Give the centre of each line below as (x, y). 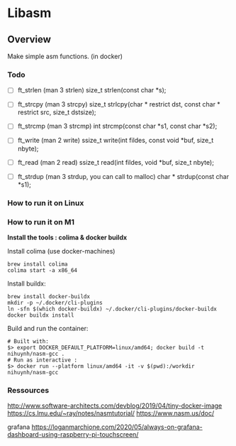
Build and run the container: (48, 328)
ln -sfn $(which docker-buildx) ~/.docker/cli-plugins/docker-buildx (112, 309)
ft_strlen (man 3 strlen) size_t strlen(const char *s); (92, 90)
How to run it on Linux (46, 202)
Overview (29, 39)
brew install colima (38, 264)
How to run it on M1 (41, 222)
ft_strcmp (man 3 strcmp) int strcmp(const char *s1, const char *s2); (117, 126)
